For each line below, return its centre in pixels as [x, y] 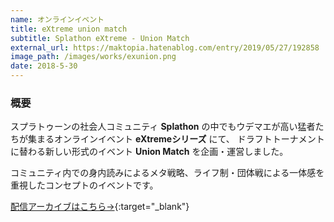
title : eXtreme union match [69, 29]
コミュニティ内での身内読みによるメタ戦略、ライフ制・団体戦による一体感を [167, 173]
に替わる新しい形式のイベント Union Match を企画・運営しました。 [149, 152]
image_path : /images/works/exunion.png [93, 57]
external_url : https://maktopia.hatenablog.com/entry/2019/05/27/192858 [165, 47]
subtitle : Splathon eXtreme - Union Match [100, 38]
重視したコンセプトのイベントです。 [84, 185]
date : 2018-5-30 [44, 66]
